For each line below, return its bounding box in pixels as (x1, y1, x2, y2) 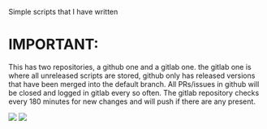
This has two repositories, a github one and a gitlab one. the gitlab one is (8, 62, 252, 71)
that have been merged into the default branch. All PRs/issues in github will (8, 79, 260, 88)
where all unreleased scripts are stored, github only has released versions (8, 71, 256, 80)
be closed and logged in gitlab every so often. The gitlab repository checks (8, 88, 260, 97)
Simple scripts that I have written (8, 7, 118, 16)
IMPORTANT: (8, 36, 99, 54)
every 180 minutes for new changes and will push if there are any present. (8, 97, 256, 106)
